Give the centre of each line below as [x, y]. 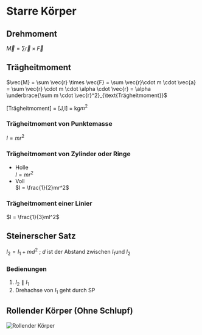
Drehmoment [32, 34]
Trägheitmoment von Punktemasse [59, 124]
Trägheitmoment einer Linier [49, 204]
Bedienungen [26, 268]
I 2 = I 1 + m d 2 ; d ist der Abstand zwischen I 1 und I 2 [68, 252]
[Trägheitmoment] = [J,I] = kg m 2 [47, 107]
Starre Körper [42, 11]
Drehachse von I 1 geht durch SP [55, 291]
